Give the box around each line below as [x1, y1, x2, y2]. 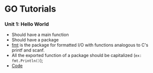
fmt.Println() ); [11, 57, 43, 64]
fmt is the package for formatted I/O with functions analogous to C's [11, 42, 149, 48]
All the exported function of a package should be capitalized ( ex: [11, 53, 142, 58]
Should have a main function [11, 32, 69, 37]
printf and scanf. [11, 47, 45, 53]
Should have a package [11, 37, 59, 43]
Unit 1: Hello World [4, 21, 49, 28]
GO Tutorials [4, 3, 56, 15]
